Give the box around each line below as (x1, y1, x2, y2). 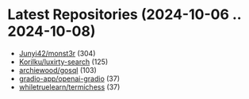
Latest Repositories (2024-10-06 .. (7, 6, 242, 24)
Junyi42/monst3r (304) (18, 48, 96, 58)
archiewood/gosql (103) (18, 65, 97, 74)
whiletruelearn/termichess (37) (18, 82, 121, 92)
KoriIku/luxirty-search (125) (18, 57, 109, 67)
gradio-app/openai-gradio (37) (18, 74, 121, 83)
